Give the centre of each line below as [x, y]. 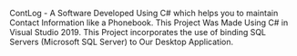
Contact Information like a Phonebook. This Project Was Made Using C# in [149, 23]
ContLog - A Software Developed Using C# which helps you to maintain [144, 13]
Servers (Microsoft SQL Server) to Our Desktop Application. [122, 42]
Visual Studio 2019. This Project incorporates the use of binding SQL [138, 32]
